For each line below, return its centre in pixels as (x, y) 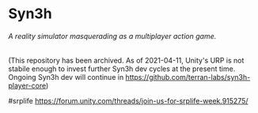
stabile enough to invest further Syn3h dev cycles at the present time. (122, 69)
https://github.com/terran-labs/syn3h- (188, 77)
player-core (27, 86)
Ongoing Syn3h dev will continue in (66, 77)
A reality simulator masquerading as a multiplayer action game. (112, 36)
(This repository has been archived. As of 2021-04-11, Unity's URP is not (126, 61)
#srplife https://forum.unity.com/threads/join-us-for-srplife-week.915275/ (128, 101)
